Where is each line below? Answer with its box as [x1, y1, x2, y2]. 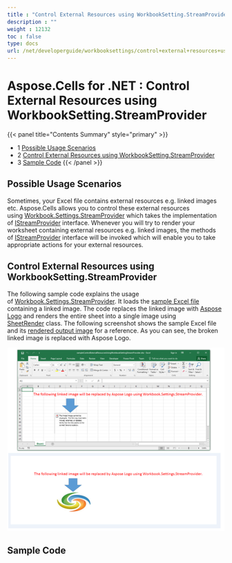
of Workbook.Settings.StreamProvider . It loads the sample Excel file [7, 297, 200, 305]
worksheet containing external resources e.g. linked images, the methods [7, 226, 216, 234]
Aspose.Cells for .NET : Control [7, 78, 190, 94]
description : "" [7, 18, 57, 26]
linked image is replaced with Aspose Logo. [7, 333, 131, 342]
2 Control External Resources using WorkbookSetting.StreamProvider [17, 150, 215, 159]
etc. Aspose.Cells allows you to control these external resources [7, 204, 190, 212]
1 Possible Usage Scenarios [17, 144, 97, 152]
